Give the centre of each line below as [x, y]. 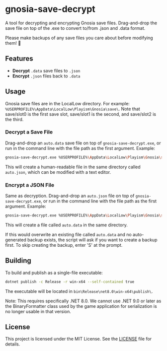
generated [16, 240]
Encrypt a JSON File [30, 185]
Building [18, 261]
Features [19, 59]
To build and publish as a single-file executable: [54, 273]
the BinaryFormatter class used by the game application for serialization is [81, 306]
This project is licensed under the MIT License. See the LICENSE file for [79, 339]
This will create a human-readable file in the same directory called [73, 167]
